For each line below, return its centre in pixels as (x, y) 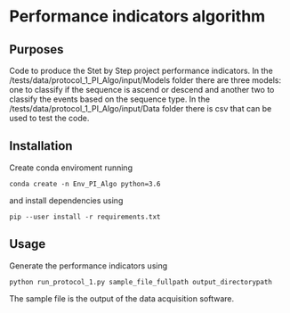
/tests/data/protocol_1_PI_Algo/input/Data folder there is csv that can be (141, 108)
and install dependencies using (66, 200)
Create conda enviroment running (71, 168)
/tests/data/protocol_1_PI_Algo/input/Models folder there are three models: (145, 80)
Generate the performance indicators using (89, 266)
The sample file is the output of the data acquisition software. (121, 298)
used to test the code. (49, 118)
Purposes (36, 49)
